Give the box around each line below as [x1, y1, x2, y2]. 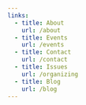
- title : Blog [14, 77, 61, 85]
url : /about [21, 26, 61, 34]
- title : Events [14, 33, 68, 42]
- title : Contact [14, 48, 72, 56]
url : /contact [21, 56, 68, 64]
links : [7, 11, 29, 20]
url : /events [21, 41, 65, 49]
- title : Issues [14, 63, 68, 71]
